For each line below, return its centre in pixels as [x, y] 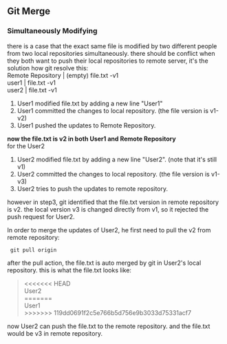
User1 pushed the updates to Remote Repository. [86, 125]
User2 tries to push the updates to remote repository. [93, 188]
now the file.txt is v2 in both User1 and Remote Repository [92, 139]
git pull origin [33, 250]
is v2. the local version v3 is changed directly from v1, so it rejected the [108, 209]
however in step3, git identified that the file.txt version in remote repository [113, 202]
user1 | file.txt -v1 [32, 83]
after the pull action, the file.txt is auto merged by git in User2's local [104, 263]
